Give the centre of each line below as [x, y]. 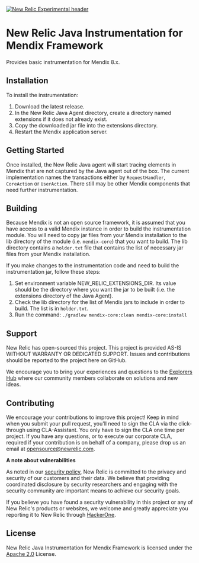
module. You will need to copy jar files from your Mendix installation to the [97, 235]
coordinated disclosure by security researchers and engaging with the [92, 484]
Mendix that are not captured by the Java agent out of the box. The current [98, 171]
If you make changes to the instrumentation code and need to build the [93, 265]
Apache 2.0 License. [31, 554]
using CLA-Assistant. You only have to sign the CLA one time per [105, 430]
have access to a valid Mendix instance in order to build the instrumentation [99, 229]
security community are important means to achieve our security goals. [93, 491]
